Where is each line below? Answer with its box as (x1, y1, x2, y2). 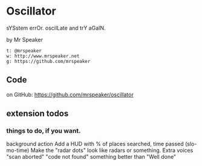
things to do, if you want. (6, 127, 81, 135)
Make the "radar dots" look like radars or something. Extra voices (30, 147, 194, 154)
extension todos (6, 108, 69, 119)
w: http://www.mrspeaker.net (6, 53, 80, 59)
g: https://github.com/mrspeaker (6, 58, 91, 64)
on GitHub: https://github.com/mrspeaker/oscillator (6, 91, 134, 98)
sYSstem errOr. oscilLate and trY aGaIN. (6, 24, 106, 32)
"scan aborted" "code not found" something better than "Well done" (6, 153, 177, 161)
